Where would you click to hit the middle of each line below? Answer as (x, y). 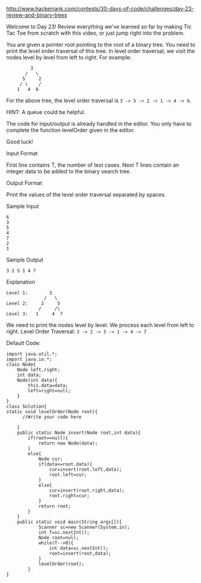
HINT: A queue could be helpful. (46, 112)
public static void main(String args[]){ (69, 522)
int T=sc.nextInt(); (64, 533)
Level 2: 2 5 (33, 303)
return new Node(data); (68, 443)
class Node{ (21, 365)
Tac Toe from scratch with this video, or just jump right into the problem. (95, 33)
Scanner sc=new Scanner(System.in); (84, 527)
